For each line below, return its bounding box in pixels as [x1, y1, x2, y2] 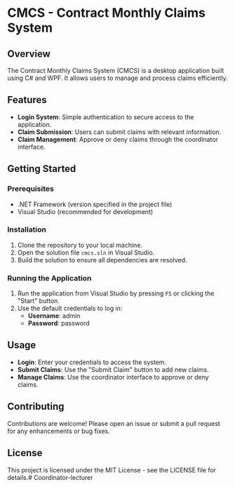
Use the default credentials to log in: [17, 304, 123, 313]
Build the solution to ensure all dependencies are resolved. [17, 255, 187, 264]
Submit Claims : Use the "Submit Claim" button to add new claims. [17, 365, 209, 373]
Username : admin [27, 312, 81, 320]
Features [7, 94, 47, 106]
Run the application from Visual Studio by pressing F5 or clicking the [17, 289, 215, 298]
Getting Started [7, 163, 76, 175]
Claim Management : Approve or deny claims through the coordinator [17, 135, 219, 143]
